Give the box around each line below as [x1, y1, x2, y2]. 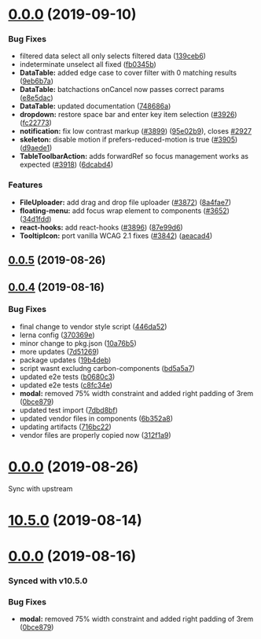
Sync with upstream [8, 483, 73, 493]
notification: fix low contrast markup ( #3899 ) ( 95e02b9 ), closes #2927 [19, 127, 252, 136]
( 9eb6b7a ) [19, 76, 53, 86]
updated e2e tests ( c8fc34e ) [19, 380, 112, 390]
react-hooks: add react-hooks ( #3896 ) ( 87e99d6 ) [19, 222, 183, 232]
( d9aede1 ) [19, 143, 53, 152]
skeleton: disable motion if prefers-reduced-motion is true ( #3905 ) [19, 135, 238, 145]
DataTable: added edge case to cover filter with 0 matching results [19, 68, 237, 78]
